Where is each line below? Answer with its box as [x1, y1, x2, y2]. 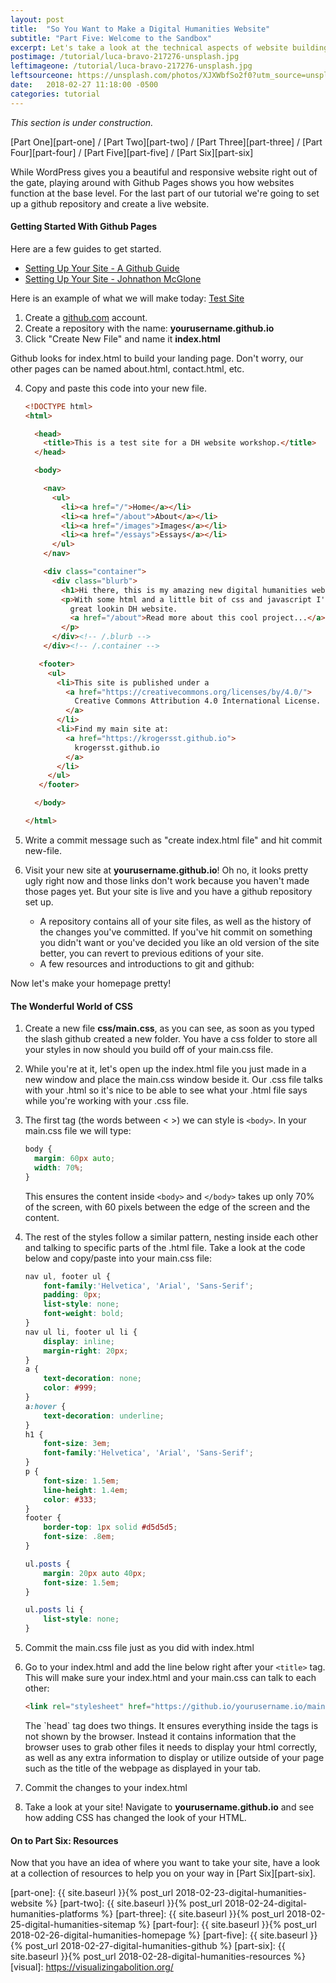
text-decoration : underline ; [43, 1411, 165, 1421]
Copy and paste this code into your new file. [24, 382, 207, 394]
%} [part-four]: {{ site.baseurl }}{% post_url [137, 1919, 317, 1931]
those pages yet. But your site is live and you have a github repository [24, 885, 313, 897]
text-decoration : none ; [43, 1374, 142, 1384]
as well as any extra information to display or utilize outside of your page [24, 1751, 325, 1763]
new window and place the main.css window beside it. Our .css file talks [24, 1074, 323, 1086]
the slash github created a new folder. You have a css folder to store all [24, 1033, 318, 1045]
